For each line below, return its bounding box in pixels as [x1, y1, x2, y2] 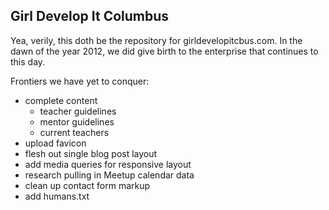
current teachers [39, 126, 110, 138]
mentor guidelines [39, 115, 115, 128]
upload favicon [24, 137, 87, 149]
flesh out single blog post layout [24, 147, 158, 159]
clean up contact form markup [24, 179, 151, 191]
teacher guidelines [39, 105, 117, 117]
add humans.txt [24, 190, 90, 202]
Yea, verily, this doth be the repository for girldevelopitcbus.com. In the [10, 34, 303, 46]
